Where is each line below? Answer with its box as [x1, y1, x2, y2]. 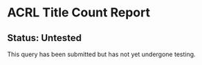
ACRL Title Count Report [7, 5, 151, 21]
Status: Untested [7, 32, 82, 44]
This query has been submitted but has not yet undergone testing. [7, 50, 196, 58]
